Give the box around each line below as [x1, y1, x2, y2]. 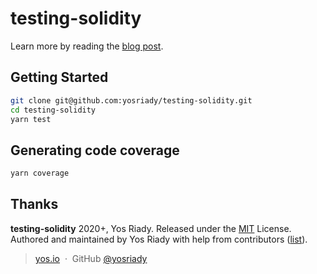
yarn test [10, 114, 52, 124]
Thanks [10, 196, 59, 213]
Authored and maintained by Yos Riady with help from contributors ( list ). [10, 233, 308, 245]
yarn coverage [10, 168, 70, 179]
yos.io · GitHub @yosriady [34, 252, 148, 264]
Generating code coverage [10, 142, 180, 159]
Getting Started [10, 69, 109, 86]
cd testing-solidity [10, 105, 97, 115]
